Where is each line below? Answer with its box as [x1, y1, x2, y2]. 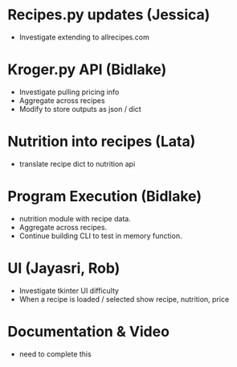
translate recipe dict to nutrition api [18, 159, 136, 168]
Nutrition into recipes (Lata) [7, 133, 196, 151]
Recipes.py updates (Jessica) [7, 6, 210, 24]
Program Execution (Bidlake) [7, 188, 202, 205]
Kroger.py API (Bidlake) [7, 60, 167, 79]
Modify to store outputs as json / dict [18, 104, 141, 113]
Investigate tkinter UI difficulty [18, 286, 120, 295]
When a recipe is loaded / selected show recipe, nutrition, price [18, 294, 230, 303]
